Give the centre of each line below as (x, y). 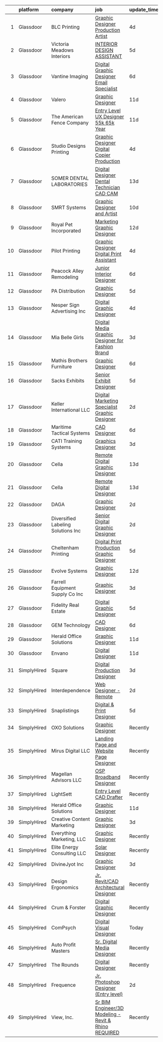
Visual (102, 928)
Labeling (61, 525)
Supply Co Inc (67, 594)
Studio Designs (68, 146)
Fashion (104, 347)
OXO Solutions (68, 728)
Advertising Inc (68, 311)
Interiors (61, 56)
